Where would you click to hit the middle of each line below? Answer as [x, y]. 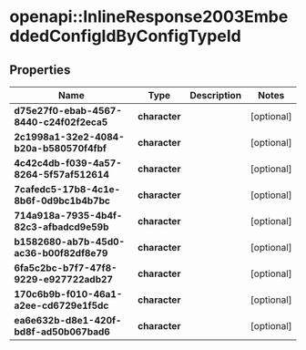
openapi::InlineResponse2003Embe [149, 17]
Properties [40, 70]
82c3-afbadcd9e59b [61, 227]
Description [216, 95]
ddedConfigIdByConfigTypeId [125, 36]
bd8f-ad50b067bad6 [62, 332]
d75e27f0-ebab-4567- [68, 111]
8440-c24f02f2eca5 [61, 122]
